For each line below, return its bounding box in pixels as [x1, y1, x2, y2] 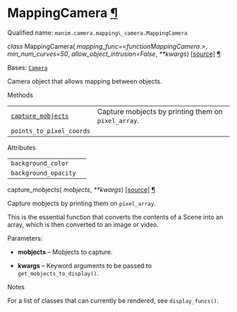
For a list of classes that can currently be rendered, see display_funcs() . [7, 296, 219, 305]
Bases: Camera [7, 63, 48, 71]
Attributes [7, 143, 37, 151]
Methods [7, 91, 34, 99]
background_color [11, 159, 69, 167]
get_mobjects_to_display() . [17, 269, 99, 277]
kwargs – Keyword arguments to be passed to [17, 261, 152, 270]
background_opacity [11, 168, 76, 177]
